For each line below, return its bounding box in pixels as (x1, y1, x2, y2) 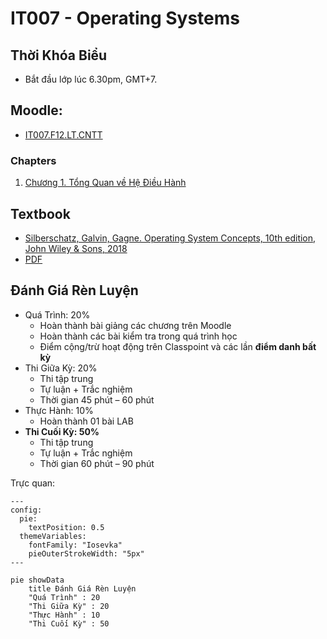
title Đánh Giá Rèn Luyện (28, 583, 137, 594)
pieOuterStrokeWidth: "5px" (28, 548, 145, 559)
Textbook (10, 205, 71, 222)
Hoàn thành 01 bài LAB (39, 415, 134, 427)
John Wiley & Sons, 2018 (24, 242, 128, 254)
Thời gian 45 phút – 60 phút (39, 393, 155, 406)
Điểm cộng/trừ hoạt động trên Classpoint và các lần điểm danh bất (39, 340, 317, 352)
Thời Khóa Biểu (10, 47, 108, 64)
